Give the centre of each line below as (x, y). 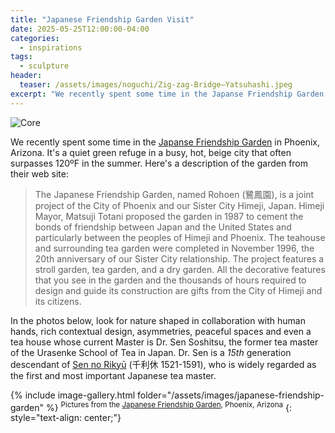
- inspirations (51, 47)
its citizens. (58, 301)
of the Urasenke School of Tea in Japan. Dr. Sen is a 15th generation (151, 352)
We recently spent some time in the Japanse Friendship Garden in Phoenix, (165, 142)
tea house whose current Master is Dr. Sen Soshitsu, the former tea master (164, 342)
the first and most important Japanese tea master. (113, 375)
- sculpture (44, 66)
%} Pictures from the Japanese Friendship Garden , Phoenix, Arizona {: (169, 406)
